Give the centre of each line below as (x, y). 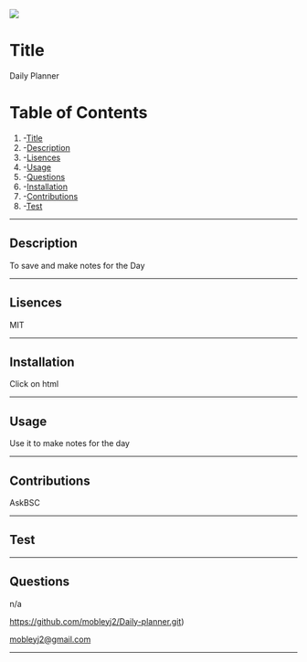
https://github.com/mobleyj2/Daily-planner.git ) (97, 621)
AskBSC (25, 502)
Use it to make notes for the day (70, 443)
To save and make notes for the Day (77, 265)
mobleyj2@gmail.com (50, 639)
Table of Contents (79, 113)
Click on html (34, 384)
